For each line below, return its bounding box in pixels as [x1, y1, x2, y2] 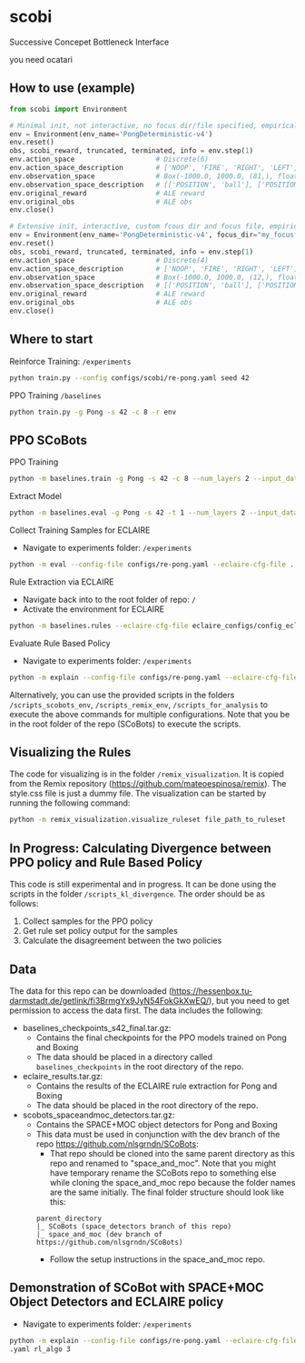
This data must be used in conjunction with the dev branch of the [35, 1128, 280, 1139]
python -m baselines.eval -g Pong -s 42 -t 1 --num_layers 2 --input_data [9, 508, 299, 517]
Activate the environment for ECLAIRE [22, 603, 165, 615]
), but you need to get [208, 995, 290, 1006]
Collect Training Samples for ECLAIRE [9, 525, 151, 536]
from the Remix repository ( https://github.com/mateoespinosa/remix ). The [9, 778, 287, 789]
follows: [9, 898, 39, 909]
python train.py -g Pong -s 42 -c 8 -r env [9, 407, 177, 416]
